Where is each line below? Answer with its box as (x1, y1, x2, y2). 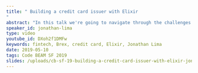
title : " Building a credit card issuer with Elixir (6, 8, 138, 15)
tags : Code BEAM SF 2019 (6, 52, 67, 58)
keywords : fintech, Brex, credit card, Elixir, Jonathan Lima (6, 42, 162, 48)
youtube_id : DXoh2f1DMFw (6, 36, 67, 42)
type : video (6, 31, 35, 36)
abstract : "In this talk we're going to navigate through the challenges (6, 19, 192, 25)
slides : (6, 58, 25, 64)
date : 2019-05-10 (6, 47, 49, 53)
